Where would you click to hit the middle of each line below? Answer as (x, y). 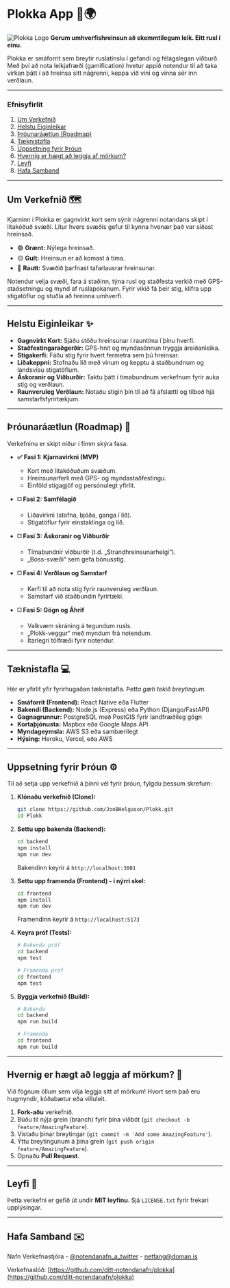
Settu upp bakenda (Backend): (61, 829)
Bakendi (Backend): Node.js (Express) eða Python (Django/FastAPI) (113, 710)
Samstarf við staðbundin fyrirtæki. (75, 596)
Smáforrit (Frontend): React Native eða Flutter (83, 702)
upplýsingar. (25, 1208)
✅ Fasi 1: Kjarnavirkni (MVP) (58, 457)
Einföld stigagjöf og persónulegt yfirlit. (81, 485)
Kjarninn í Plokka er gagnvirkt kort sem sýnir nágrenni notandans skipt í (107, 220)
